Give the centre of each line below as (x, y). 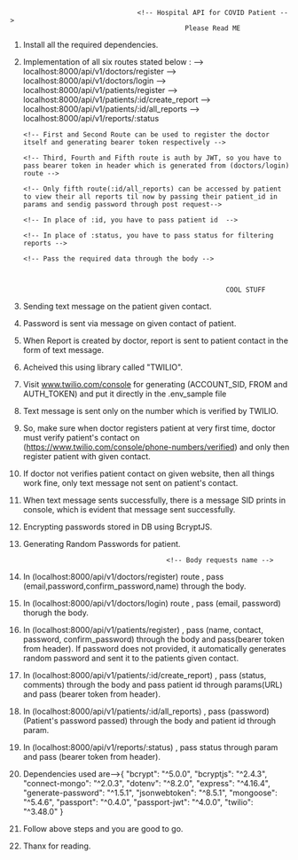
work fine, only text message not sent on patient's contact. (130, 483)
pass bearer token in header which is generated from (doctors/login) (156, 166)
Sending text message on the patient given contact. (117, 306)
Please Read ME (213, 28)
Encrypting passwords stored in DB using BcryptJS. (118, 527)
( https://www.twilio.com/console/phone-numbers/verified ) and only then (156, 447)
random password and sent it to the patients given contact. (130, 658)
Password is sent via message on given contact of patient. (129, 323)
